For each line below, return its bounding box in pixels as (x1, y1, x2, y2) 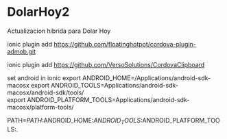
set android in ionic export (7, 73, 81, 82)
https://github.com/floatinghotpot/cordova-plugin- (53, 40, 197, 48)
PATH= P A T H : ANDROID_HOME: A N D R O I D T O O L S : (7, 116, 143, 126)
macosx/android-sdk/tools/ (7, 88, 84, 97)
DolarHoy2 (7, 4, 70, 20)
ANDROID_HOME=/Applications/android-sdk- (82, 73, 211, 82)
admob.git (7, 47, 36, 55)
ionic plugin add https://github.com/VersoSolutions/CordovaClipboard (7, 60, 205, 68)
